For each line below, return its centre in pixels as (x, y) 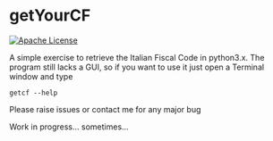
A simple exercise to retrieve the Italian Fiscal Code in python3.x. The (137, 57)
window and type (41, 76)
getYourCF (50, 16)
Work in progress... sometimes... (69, 127)
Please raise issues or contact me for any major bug (105, 109)
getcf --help (34, 93)
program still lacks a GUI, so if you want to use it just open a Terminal (137, 67)
